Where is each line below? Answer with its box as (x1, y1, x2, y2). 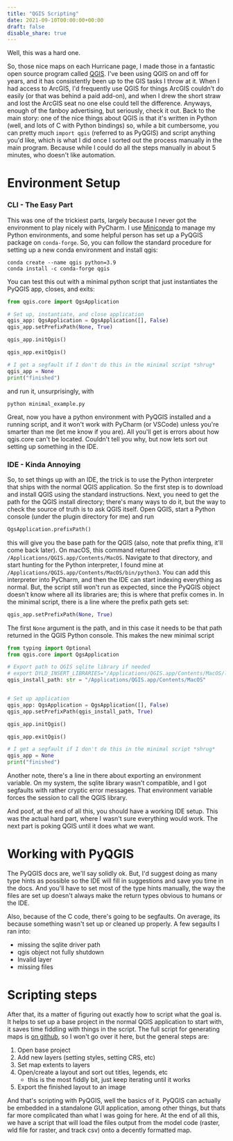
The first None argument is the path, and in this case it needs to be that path (7, 624, 223, 632)
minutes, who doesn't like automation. (7, 151, 116, 159)
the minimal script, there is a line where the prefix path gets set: (7, 597, 189, 606)
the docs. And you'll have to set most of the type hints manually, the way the (7, 883, 226, 892)
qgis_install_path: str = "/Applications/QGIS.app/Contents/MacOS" (7, 677, 207, 684)
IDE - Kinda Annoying (7, 459, 81, 469)
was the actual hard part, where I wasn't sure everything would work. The (7, 815, 218, 823)
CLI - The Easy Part (7, 200, 74, 210)
